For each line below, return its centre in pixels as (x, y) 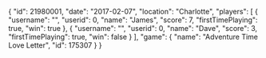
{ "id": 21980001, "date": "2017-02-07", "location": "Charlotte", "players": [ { (133, 12)
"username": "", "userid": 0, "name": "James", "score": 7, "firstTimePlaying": (133, 20)
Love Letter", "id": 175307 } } (55, 45)
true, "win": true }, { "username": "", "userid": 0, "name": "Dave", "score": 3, (133, 28)
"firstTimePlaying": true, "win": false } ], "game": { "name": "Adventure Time (133, 37)
